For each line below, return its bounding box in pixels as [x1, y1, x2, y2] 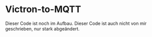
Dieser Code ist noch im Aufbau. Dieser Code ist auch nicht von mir [5, 20, 147, 26]
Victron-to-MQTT [5, 4, 81, 15]
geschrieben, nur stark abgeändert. [5, 25, 80, 31]
